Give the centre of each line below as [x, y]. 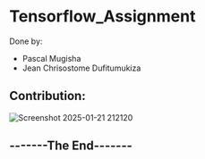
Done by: [26, 41]
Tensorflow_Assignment [102, 17]
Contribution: [48, 96]
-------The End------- [71, 146]
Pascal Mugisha [51, 58]
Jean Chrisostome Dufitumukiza [81, 68]
